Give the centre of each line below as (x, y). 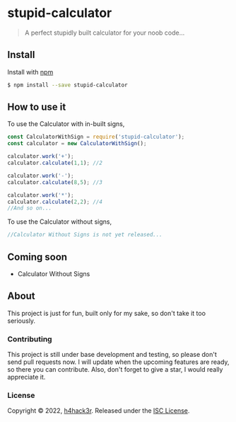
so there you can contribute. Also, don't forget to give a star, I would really (115, 370)
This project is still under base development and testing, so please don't (112, 355)
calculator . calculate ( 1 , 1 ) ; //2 (55, 163)
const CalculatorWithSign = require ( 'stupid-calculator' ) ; (96, 137)
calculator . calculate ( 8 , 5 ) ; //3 (55, 182)
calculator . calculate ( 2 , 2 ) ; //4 (55, 202)
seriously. (22, 321)
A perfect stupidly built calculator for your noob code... (105, 33)
